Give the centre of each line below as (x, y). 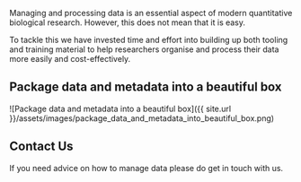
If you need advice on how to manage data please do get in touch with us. (146, 168)
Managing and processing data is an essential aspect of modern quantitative (151, 13)
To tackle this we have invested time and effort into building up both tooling (149, 40)
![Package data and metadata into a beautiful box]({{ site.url (120, 108)
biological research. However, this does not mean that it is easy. (127, 22)
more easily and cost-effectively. (70, 59)
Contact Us (41, 147)
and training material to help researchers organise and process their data (144, 49)
